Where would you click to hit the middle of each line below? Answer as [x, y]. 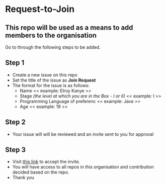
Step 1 [15, 63]
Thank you [23, 178]
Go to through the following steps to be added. [53, 47]
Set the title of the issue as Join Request [54, 80]
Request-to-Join [40, 9]
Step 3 [15, 150]
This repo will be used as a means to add [69, 28]
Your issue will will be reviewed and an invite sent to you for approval [83, 134]
